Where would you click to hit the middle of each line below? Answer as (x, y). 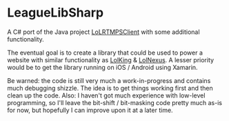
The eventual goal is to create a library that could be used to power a (105, 53)
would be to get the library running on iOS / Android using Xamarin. (102, 67)
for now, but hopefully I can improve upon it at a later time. (90, 110)
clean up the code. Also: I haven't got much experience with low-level (106, 95)
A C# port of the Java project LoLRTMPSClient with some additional (103, 32)
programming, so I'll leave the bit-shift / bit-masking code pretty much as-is (115, 102)
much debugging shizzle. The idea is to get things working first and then (110, 88)
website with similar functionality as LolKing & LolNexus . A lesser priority (111, 59)
